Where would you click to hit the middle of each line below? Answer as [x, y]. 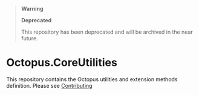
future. [29, 38]
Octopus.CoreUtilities [62, 63]
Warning [32, 9]
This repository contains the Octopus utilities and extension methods [92, 79]
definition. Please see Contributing [49, 85]
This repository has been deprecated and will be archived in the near [107, 32]
